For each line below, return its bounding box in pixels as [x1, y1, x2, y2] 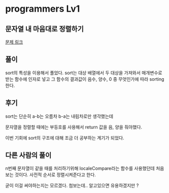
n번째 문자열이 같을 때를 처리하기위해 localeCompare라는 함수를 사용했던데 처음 [5, 166, 164, 172]
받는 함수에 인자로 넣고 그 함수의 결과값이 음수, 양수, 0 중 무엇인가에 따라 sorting [5, 76, 164, 82]
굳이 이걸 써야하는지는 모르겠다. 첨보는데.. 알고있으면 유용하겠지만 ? [5, 182, 139, 188]
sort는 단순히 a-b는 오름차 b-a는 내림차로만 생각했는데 [5, 113, 113, 119]
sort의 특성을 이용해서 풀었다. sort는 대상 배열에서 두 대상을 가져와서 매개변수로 [5, 70, 162, 76]
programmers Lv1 [5, 3, 80, 15]
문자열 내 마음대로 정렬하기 [5, 24, 84, 33]
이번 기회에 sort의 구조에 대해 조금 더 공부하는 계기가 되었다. [5, 135, 124, 141]
